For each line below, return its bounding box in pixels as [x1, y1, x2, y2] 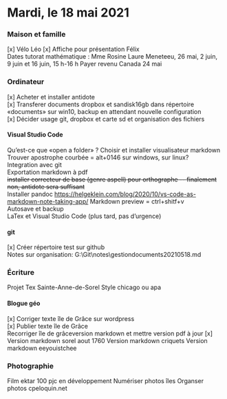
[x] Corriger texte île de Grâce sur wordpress [7, 314, 135, 322]
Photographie [7, 361, 54, 371]
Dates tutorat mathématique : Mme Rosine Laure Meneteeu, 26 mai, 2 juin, [7, 52, 218, 61]
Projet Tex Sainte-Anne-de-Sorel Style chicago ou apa [7, 283, 162, 291]
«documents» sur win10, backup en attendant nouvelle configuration [7, 107, 202, 115]
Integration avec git [7, 160, 62, 168]
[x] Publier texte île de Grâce [7, 322, 88, 330]
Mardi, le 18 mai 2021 [7, 5, 129, 21]
